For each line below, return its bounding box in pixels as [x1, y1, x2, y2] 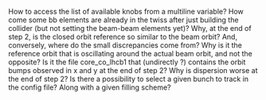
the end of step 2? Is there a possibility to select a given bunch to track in [8, 75, 249, 83]
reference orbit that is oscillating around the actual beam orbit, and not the [8, 49, 252, 58]
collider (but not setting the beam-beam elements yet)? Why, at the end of [8, 24, 252, 33]
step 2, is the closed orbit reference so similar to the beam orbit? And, [8, 32, 237, 41]
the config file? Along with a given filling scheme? [8, 83, 171, 92]
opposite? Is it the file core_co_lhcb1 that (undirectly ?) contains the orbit [8, 57, 246, 67]
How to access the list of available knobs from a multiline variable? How [8, 7, 244, 16]
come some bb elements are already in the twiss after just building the [8, 15, 239, 25]
